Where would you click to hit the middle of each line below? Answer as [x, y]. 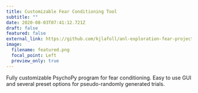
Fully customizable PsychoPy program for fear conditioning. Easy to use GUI [99, 78]
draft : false [22, 28]
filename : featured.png [40, 50]
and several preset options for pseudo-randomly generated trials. [85, 84]
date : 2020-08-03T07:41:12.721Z [46, 22]
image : [14, 45]
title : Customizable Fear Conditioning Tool [62, 11]
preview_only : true [35, 61]
